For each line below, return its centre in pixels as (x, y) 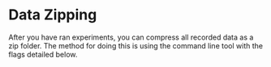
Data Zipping (53, 15)
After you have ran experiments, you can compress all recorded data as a (131, 37)
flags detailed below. (43, 54)
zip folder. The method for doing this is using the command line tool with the (136, 45)
